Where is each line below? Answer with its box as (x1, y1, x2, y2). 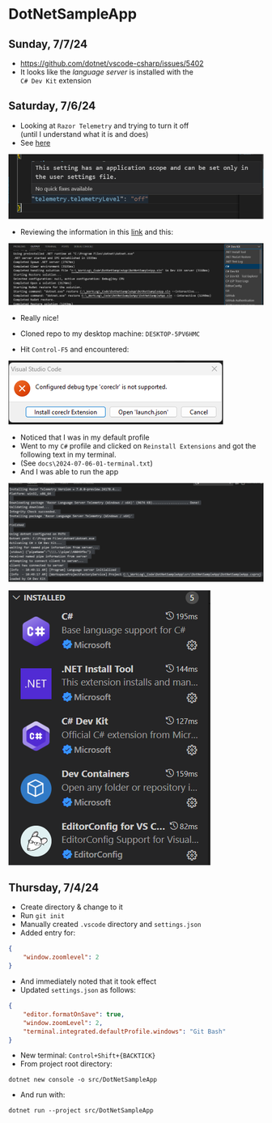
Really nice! (19, 313, 59, 323)
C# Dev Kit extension (19, 76, 91, 85)
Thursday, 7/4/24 (8, 881, 100, 895)
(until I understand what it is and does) (19, 129, 149, 138)
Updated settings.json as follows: (19, 985, 136, 995)
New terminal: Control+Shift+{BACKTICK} (19, 1050, 156, 1061)
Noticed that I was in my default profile (19, 432, 150, 442)
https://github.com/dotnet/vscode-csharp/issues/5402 (19, 58, 204, 68)
